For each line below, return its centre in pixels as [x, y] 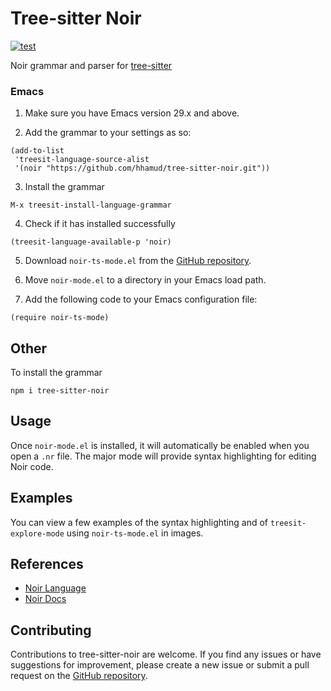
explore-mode [37, 533]
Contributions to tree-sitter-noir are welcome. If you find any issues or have [166, 654]
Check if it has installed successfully [100, 224]
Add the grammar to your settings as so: [108, 133]
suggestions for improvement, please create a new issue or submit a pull [160, 665]
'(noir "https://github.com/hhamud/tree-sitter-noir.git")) [142, 168]
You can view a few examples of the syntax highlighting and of [139, 522]
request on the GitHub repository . [79, 676]
